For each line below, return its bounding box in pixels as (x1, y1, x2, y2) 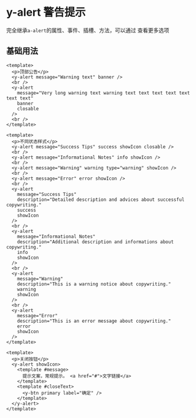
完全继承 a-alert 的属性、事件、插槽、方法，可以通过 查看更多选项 (6, 27, 170, 34)
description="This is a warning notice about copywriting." (17, 281, 171, 287)
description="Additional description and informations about (17, 239, 174, 245)
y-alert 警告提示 (6, 5, 86, 19)
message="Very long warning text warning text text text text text (17, 90, 190, 96)
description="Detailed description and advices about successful (17, 197, 185, 203)
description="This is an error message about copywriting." (17, 318, 171, 324)
